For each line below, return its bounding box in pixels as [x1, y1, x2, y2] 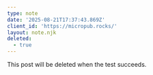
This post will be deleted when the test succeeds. [7, 61, 147, 68]
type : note [7, 10, 38, 17]
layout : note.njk [7, 29, 57, 36]
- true [13, 42, 32, 48]
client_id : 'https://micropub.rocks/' [7, 22, 117, 29]
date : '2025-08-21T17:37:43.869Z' [7, 16, 106, 23]
